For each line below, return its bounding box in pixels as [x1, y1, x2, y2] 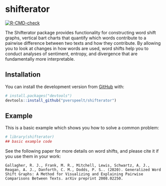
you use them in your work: [5, 153, 61, 160]
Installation [5, 71, 41, 79]
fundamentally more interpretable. [5, 56, 76, 62]
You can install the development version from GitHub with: [5, 84, 124, 90]
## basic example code [5, 139, 52, 144]
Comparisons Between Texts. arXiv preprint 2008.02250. [5, 176, 123, 181]
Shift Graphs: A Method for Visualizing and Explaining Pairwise [5, 172, 143, 177]
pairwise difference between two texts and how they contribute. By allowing [5, 40, 161, 46]
